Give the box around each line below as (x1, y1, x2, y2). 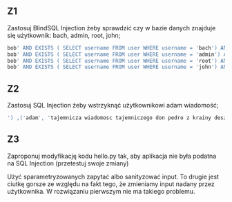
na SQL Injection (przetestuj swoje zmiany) (7, 159, 129, 168)
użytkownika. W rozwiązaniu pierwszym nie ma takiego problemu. (7, 187, 195, 195)
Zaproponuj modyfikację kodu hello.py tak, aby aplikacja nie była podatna (7, 152, 217, 160)
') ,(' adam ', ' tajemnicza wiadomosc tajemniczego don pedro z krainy (7, 114, 212, 121)
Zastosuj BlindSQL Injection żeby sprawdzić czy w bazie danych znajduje (7, 23, 216, 32)
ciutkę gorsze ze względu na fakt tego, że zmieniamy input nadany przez (7, 179, 215, 188)
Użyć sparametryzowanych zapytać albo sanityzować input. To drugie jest (7, 172, 220, 181)
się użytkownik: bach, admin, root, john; (7, 31, 121, 39)
